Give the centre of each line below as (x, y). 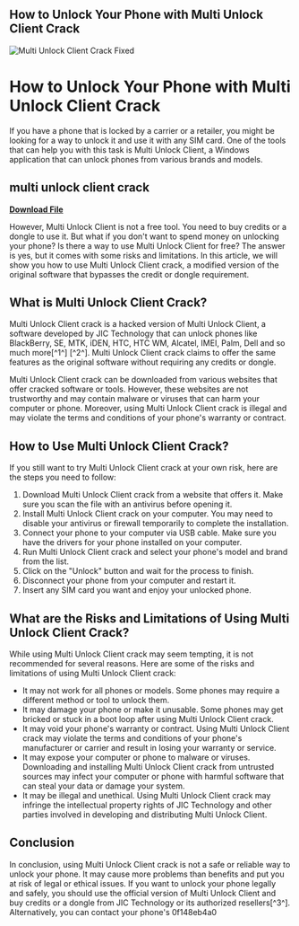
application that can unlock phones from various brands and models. (136, 159)
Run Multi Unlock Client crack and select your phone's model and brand (155, 552)
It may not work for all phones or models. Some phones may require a (151, 690)
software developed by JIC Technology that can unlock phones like (133, 334)
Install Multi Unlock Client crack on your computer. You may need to (147, 514)
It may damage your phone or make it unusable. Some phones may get (153, 710)
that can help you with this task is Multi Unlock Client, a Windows (129, 150)
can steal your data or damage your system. (103, 786)
